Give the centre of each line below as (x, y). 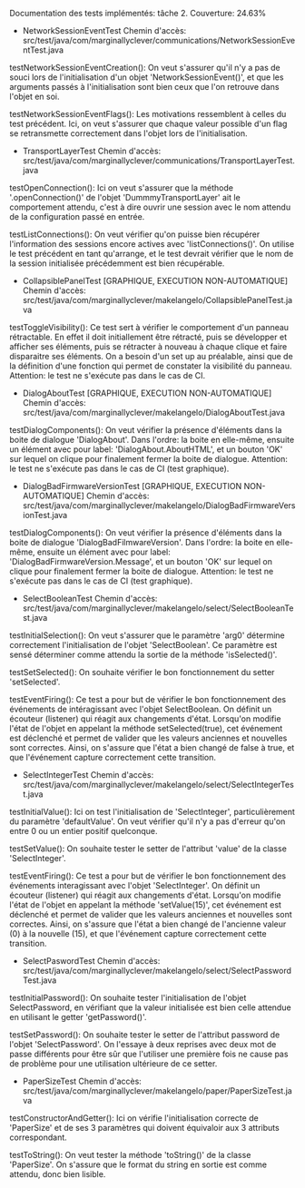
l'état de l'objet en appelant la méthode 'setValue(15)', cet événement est (145, 905)
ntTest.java (43, 50)
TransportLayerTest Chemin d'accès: (92, 151)
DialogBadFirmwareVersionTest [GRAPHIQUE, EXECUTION (132, 486)
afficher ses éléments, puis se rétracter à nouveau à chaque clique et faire (148, 347)
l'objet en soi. (34, 96)
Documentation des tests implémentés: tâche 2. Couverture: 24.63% (138, 13)
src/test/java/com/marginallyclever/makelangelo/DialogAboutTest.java (154, 412)
